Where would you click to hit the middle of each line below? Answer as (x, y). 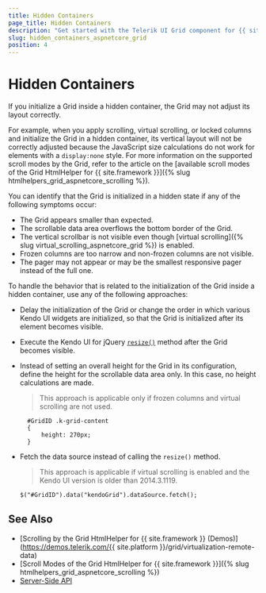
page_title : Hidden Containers (60, 23)
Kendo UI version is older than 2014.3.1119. (108, 480)
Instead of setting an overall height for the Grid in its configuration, (128, 366)
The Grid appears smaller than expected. (86, 220)
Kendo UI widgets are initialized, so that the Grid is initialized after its (131, 318)
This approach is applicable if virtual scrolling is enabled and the (144, 472)
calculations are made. (57, 383)
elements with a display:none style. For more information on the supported (130, 156)
